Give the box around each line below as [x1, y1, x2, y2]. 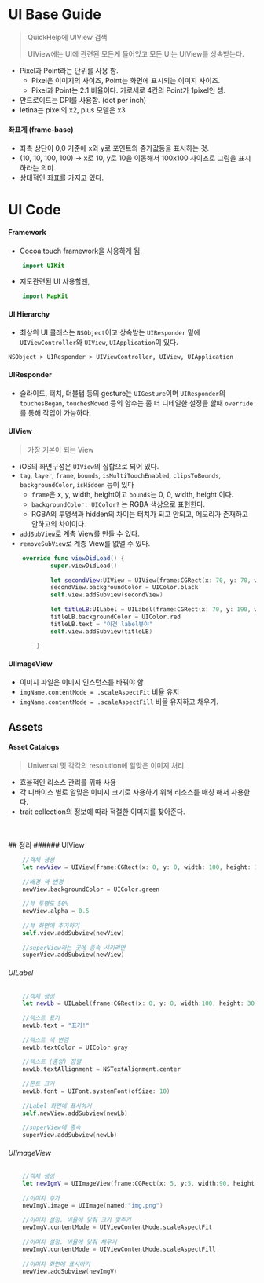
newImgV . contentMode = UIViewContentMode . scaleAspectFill [22, 1245, 216, 1253]
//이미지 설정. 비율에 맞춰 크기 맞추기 [22, 1216, 132, 1224]
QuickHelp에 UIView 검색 [27, 32, 108, 42]
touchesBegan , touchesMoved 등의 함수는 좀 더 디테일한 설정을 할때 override [19, 398, 254, 408]
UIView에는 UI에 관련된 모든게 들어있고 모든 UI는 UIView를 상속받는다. [27, 49, 245, 58]
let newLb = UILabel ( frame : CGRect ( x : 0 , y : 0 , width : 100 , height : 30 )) [22, 999, 262, 1007]
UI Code [8, 201, 61, 219]
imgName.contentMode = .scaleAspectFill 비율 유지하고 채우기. [19, 697, 218, 706]
